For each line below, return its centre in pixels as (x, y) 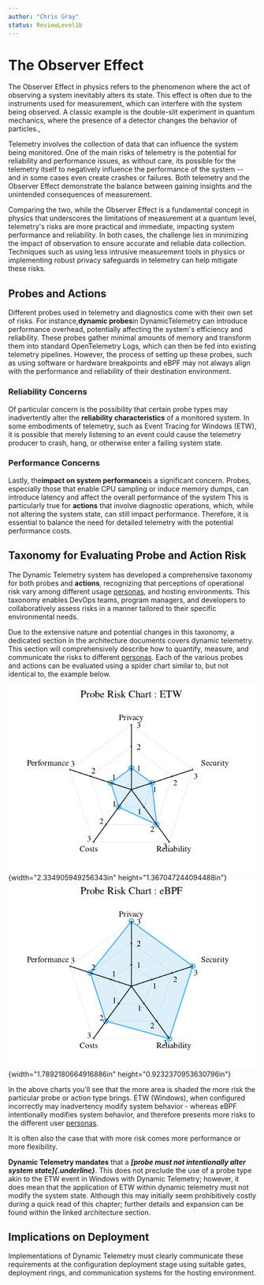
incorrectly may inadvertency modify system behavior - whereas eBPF (123, 1106)
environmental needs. (43, 616)
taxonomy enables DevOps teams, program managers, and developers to (127, 600)
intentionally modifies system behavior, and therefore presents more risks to (132, 1114)
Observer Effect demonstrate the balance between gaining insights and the (130, 187)
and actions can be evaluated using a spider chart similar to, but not (118, 665)
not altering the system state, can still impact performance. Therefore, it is (128, 514)
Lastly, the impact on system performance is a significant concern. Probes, (130, 480)
